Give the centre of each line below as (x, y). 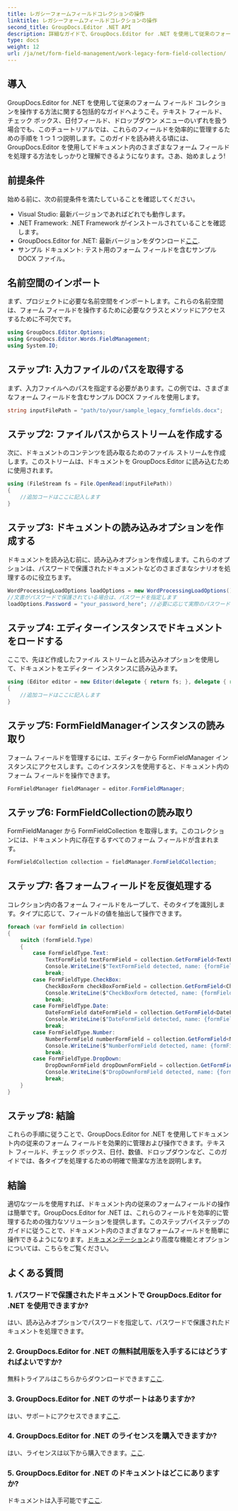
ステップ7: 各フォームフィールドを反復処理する (110, 886)
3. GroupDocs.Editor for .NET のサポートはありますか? (101, 1399)
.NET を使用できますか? (48, 1306)
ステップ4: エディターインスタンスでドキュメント (115, 628)
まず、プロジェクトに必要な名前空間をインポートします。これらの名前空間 (115, 301)
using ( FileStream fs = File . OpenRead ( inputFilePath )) (90, 484)
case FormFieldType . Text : (71, 953)
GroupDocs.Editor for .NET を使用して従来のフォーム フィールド (101, 102)
